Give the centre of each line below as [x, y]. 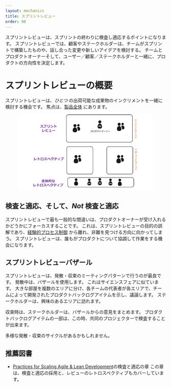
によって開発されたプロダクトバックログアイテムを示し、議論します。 [83, 295]
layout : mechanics [25, 11]
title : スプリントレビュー [31, 16]
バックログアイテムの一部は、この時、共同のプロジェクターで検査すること [88, 319]
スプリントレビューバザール [49, 263]
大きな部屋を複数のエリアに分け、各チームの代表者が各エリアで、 [84, 288]
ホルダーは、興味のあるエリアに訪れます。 [59, 301]
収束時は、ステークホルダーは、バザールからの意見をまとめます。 [75, 312]
